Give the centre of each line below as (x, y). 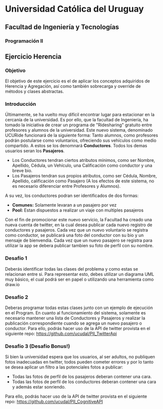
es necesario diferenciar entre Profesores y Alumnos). (66, 186)
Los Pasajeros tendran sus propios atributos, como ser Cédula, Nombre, (84, 176)
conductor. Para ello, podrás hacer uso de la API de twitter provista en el (78, 329)
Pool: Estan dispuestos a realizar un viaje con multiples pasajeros (78, 210)
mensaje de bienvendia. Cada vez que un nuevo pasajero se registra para (79, 240)
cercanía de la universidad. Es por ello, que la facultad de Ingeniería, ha (77, 120)
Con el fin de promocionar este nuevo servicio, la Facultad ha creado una (79, 220)
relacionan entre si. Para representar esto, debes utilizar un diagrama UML (80, 274)
